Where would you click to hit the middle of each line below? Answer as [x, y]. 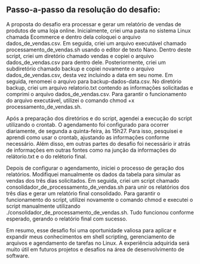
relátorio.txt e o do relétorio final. [47, 156]
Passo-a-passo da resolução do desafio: [83, 10]
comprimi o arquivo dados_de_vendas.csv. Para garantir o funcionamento [96, 94]
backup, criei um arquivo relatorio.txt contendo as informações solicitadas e [100, 88]
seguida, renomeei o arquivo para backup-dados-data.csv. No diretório [94, 81]
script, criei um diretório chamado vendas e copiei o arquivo [80, 56]
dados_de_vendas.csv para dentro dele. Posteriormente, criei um [86, 62]
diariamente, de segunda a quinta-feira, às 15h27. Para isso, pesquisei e [95, 131]
